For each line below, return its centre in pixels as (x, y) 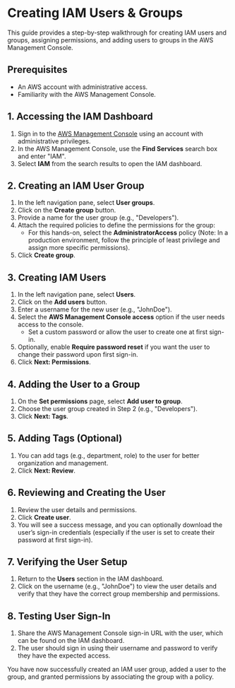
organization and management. (63, 463)
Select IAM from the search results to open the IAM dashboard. (110, 163)
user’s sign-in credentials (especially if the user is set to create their (116, 532)
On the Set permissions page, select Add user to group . (100, 401)
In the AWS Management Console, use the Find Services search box (117, 148)
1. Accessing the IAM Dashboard (80, 117)
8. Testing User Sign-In (59, 616)
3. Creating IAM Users (57, 277)
